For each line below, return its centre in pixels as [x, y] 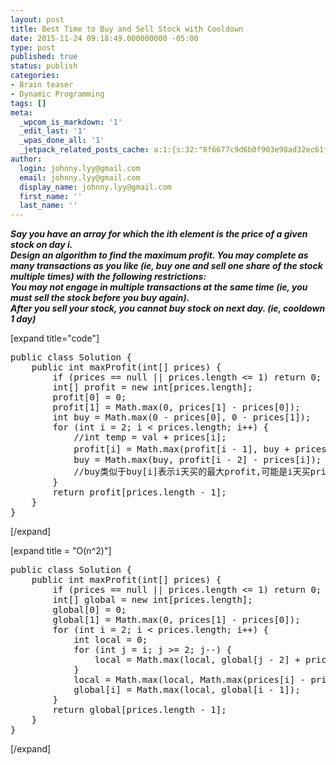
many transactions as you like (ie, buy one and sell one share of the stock [166, 266]
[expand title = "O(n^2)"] [61, 551]
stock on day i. [41, 245]
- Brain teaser [42, 85]
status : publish [44, 66]
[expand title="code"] [55, 338]
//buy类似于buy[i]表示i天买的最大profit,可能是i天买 [192, 472]
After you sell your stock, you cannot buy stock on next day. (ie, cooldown [168, 308]
